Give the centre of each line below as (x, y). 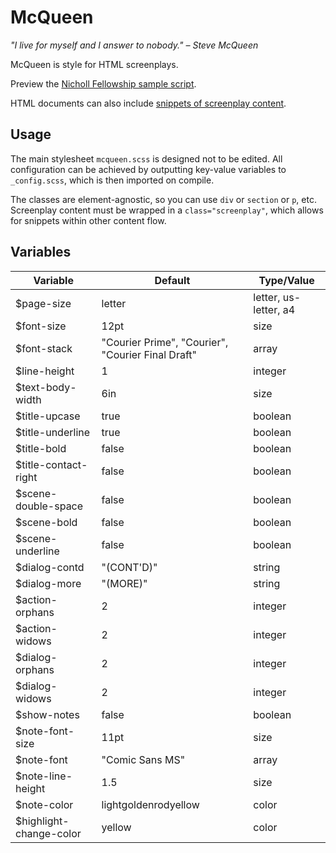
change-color (48, 833)
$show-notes (47, 714)
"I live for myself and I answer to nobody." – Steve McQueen (134, 45)
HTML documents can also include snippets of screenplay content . (148, 103)
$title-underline (53, 432)
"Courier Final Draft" (149, 354)
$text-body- (46, 387)
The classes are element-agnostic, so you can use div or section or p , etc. (163, 199)
